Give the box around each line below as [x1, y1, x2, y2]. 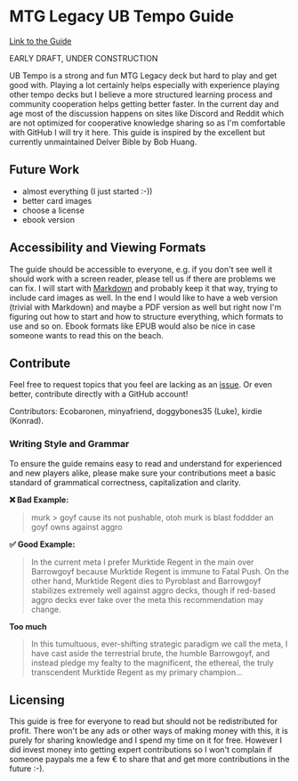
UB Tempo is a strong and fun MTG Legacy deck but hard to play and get [9, 69, 278, 81]
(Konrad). [9, 416, 44, 427]
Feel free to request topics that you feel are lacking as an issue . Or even [9, 379, 273, 390]
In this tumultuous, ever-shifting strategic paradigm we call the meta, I [30, 639, 288, 649]
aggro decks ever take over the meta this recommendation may [30, 594, 264, 605]
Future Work [9, 162, 80, 177]
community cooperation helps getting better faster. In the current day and [9, 98, 279, 109]
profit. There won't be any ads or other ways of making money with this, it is [9, 726, 289, 736]
